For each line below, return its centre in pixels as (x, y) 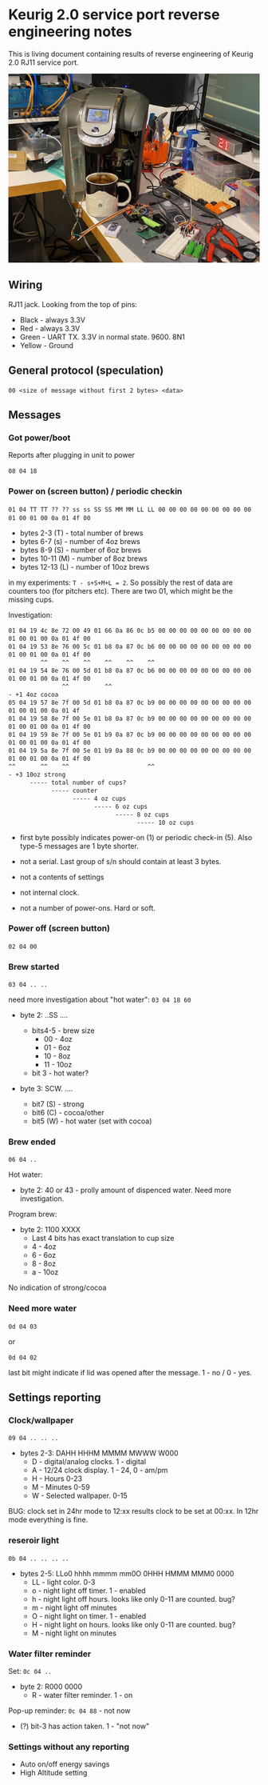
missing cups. (31, 599)
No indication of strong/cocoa (57, 1288)
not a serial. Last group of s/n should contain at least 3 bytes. (120, 861)
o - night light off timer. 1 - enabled (89, 1591)
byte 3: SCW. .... (46, 1089)
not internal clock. (49, 892)
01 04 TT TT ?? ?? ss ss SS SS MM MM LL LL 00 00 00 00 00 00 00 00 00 (130, 510)
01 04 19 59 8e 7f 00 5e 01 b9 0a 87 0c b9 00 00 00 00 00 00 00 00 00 (130, 734)
